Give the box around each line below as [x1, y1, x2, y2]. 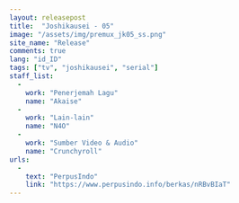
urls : [9, 154, 30, 164]
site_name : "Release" [9, 38, 91, 48]
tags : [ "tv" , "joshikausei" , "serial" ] [9, 64, 159, 73]
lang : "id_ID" [9, 55, 63, 64]
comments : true [9, 47, 66, 56]
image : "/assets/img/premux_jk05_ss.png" [9, 30, 167, 39]
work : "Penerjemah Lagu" [25, 88, 119, 97]
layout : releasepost [9, 13, 87, 22]
